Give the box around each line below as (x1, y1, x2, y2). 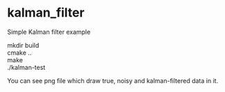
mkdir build (7, 41, 40, 49)
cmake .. (7, 48, 32, 57)
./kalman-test (7, 63, 46, 71)
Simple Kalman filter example (7, 28, 91, 36)
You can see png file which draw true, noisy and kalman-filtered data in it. (7, 76, 219, 84)
